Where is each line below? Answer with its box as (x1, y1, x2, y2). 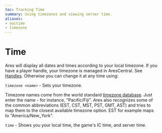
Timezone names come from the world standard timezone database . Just (5, 92, 153, 98)
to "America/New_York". (5, 113, 54, 119)
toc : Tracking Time (5, 7, 45, 12)
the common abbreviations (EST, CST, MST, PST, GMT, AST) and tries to (5, 102, 151, 108)
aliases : (5, 16, 23, 21)
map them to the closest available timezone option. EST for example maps (5, 108, 154, 113)
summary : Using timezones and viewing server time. (5, 12, 112, 17)
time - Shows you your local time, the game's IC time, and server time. (5, 122, 146, 128)
